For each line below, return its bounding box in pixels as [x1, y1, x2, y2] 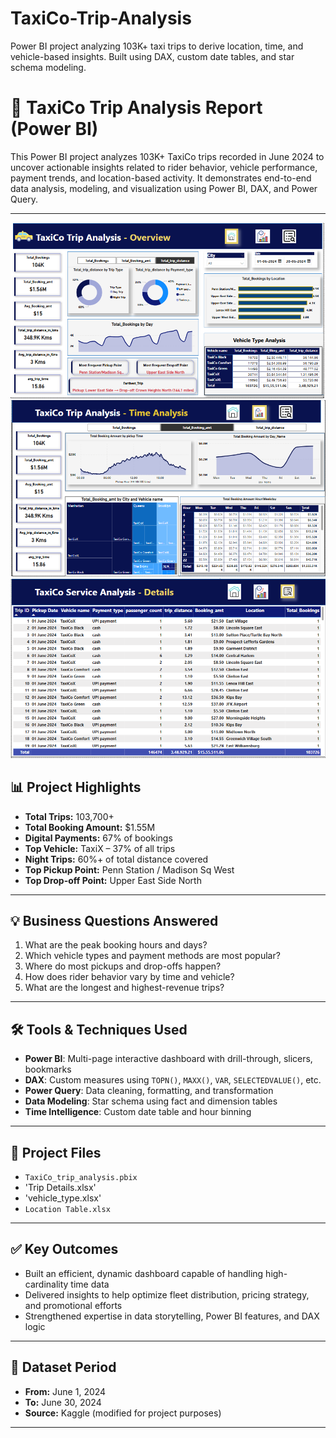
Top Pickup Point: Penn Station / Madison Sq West [24, 863, 235, 876]
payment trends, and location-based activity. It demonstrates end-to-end [10, 172, 312, 184]
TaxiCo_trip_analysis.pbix [24, 1172, 138, 1182]
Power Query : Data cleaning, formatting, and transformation [24, 1085, 274, 1097]
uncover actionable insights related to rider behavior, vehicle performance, [10, 161, 318, 173]
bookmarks [24, 1063, 72, 1076]
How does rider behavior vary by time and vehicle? [24, 971, 235, 983]
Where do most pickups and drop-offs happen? [24, 960, 222, 972]
